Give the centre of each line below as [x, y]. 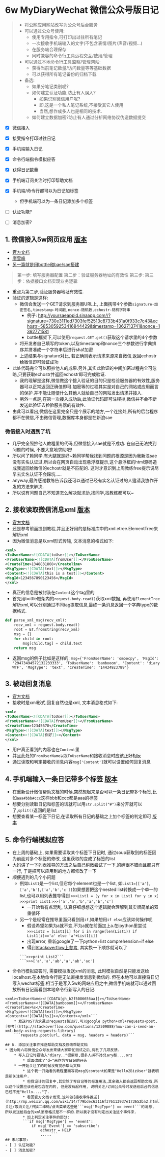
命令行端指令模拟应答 [34, 159]
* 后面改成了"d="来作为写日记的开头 [55, 1061]
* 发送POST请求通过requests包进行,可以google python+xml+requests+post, [86, 1022]
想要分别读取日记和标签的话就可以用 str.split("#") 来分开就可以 [77, 804]
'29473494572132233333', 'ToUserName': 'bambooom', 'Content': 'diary [86, 663]
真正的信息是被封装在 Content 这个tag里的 [53, 592]
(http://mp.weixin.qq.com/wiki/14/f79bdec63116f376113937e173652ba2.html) [83, 1102]
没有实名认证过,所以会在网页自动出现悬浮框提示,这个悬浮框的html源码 [82, 462]
